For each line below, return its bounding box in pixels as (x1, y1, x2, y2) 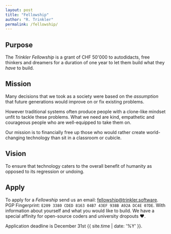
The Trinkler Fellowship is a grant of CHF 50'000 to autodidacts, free (5, 54, 150, 60)
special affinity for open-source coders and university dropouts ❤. (5, 213, 146, 219)
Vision (5, 149, 27, 158)
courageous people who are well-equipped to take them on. (5, 119, 132, 125)
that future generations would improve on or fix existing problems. (5, 98, 144, 105)
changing (5, 135, 26, 141)
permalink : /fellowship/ (5, 21, 58, 27)
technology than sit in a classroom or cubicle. (26, 135, 122, 141)
